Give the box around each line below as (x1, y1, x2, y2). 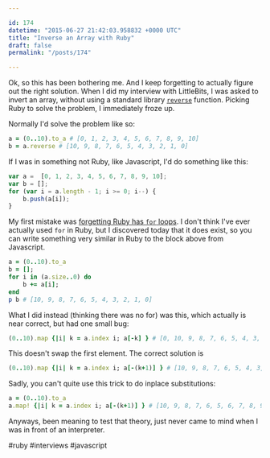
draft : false (8, 41, 52, 49)
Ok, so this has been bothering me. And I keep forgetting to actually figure (8, 78, 254, 88)
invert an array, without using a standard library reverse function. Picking (8, 95, 250, 105)
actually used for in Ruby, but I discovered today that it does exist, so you (8, 225, 252, 235)
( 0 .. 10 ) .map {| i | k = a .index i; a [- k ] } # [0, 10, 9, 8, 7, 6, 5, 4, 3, (8, 334, 261, 342)
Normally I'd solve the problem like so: (8, 119, 135, 129)
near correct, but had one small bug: (8, 319, 129, 328)
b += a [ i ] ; (22, 280, 59, 288)
